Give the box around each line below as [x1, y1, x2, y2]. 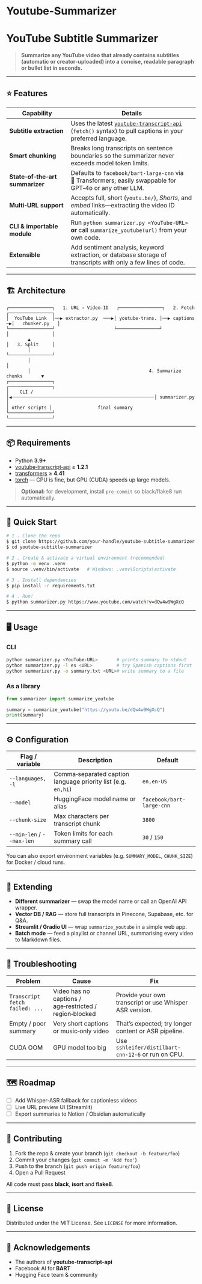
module [9, 230, 32, 238]
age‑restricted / [53, 1002, 97, 1010]
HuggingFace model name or [54, 795, 136, 803]
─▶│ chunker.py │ [6, 320, 61, 326]
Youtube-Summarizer [6, 4, 117, 18]
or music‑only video [53, 1027, 109, 1035]
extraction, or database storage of [70, 251, 167, 259]
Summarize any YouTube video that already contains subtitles [20, 52, 179, 59]
